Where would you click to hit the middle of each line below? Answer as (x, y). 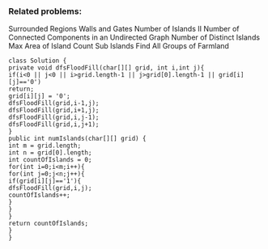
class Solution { (38, 61)
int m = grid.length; (45, 146)
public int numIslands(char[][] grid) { (78, 139)
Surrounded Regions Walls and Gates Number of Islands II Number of (124, 29)
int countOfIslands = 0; (50, 160)
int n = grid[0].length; (50, 153)
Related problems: (45, 11)
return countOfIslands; (49, 224)
